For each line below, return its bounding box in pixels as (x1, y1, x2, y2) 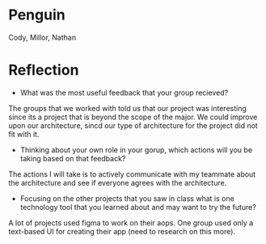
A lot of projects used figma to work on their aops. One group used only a (8, 217, 254, 228)
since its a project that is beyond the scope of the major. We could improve (8, 112, 258, 122)
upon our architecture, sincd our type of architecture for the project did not (8, 120, 259, 131)
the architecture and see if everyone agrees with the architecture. (8, 178, 227, 187)
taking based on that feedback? (19, 153, 126, 163)
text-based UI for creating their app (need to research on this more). (8, 226, 236, 236)
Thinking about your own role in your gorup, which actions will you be (19, 144, 253, 155)
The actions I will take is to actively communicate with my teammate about (8, 169, 256, 179)
